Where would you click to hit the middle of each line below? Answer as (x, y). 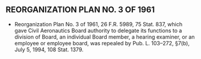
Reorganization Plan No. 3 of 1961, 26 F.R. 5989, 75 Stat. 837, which (98, 24)
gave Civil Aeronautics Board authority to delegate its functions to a (98, 30)
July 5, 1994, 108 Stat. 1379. (49, 49)
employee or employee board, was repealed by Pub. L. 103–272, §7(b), (102, 43)
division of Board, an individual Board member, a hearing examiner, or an (104, 37)
